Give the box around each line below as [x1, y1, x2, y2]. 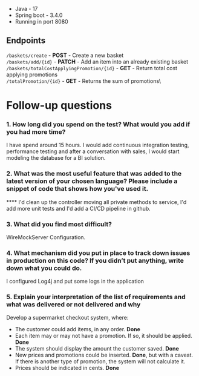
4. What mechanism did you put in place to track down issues [6, 248, 191, 257]
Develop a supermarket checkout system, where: [6, 314, 129, 322]
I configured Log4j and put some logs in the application [6, 278, 144, 285]
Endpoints [6, 36, 46, 46]
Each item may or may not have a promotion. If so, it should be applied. [15, 332, 192, 340]
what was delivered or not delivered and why [6, 300, 141, 309]
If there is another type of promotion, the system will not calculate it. [15, 358, 186, 365]
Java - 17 [15, 5, 38, 12]
